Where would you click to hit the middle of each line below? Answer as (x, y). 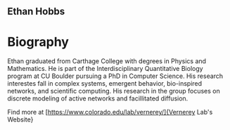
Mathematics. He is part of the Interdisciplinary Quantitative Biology (105, 69)
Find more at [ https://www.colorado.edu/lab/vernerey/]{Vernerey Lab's (110, 112)
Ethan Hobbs (36, 12)
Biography (38, 42)
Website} (20, 119)
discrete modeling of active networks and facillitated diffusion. (98, 98)
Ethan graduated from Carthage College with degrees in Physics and (107, 61)
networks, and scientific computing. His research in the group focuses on (114, 91)
